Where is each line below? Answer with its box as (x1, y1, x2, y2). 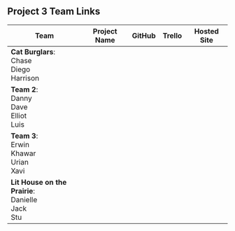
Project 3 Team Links (7, 6, 101, 17)
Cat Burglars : (10, 47, 56, 57)
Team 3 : (10, 131, 38, 141)
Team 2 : (10, 84, 38, 94)
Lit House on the (10, 177, 67, 187)
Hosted (194, 26, 219, 36)
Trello (162, 31, 183, 41)
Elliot (10, 111, 27, 120)
